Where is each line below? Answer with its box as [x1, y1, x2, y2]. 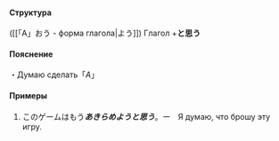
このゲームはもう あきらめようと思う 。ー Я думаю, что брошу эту [21, 111, 271, 121]
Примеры [9, 90, 47, 101]
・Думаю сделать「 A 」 [9, 69, 100, 80]
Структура [9, 7, 52, 18]
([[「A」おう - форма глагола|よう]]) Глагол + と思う [9, 27, 201, 39]
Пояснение [9, 49, 53, 59]
